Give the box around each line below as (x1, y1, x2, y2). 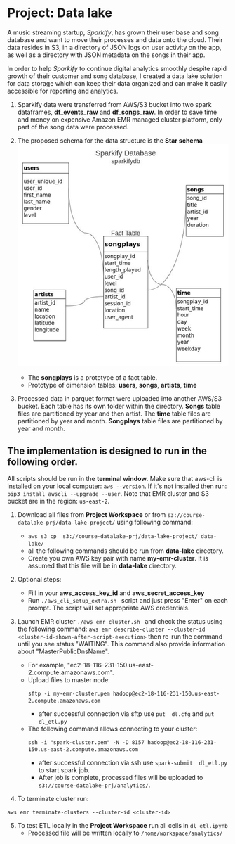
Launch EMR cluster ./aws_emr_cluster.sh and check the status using (17, 618, 223, 626)
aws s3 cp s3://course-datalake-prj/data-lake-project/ (27, 533, 199, 540)
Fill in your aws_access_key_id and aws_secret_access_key (27, 589, 205, 597)
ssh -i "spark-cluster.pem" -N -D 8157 (27, 739, 145, 746)
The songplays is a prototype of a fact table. (27, 373, 158, 382)
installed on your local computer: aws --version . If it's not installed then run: (7, 482, 227, 490)
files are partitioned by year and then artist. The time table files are (17, 409, 212, 418)
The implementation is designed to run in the (7, 445, 207, 456)
